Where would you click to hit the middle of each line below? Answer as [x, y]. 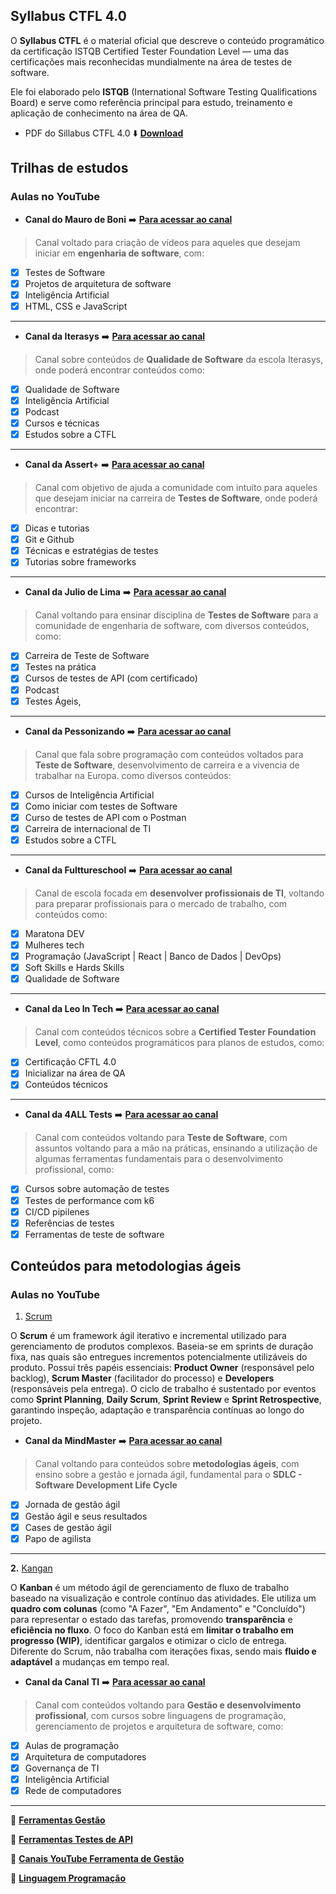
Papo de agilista [58, 1538]
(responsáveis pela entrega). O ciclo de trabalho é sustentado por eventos [163, 1389]
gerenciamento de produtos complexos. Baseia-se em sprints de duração [162, 1346]
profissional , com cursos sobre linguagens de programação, [160, 1715]
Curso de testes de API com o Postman [105, 817]
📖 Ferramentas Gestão [58, 1820]
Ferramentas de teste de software [94, 1234]
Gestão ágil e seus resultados [86, 1516]
